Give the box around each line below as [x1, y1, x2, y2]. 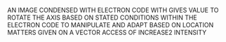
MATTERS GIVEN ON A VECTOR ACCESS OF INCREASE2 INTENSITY [7, 28, 207, 36]
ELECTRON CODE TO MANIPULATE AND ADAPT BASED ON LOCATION [7, 21, 214, 29]
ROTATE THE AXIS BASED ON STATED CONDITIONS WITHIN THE [7, 13, 198, 22]
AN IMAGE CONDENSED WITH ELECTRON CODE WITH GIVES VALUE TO [7, 6, 219, 14]
